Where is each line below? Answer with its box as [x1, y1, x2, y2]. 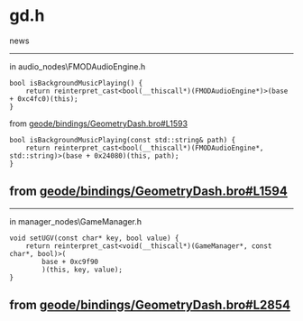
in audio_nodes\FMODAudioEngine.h [9, 60, 146, 72]
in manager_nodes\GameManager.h [9, 216, 142, 226]
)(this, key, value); [41, 265, 124, 274]
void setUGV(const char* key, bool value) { [9, 234, 179, 243]
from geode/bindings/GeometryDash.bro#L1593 [9, 118, 188, 129]
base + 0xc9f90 [41, 257, 99, 266]
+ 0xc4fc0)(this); [9, 94, 78, 104]
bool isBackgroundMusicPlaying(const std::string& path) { [9, 135, 236, 144]
